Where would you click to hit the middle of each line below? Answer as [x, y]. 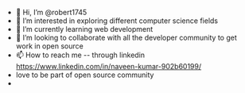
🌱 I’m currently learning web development [84, 29]
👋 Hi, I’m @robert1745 [51, 12]
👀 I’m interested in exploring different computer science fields [117, 21]
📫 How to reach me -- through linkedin [80, 55]
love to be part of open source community [85, 75]
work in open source [49, 46]
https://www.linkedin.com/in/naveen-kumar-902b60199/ [108, 66]
